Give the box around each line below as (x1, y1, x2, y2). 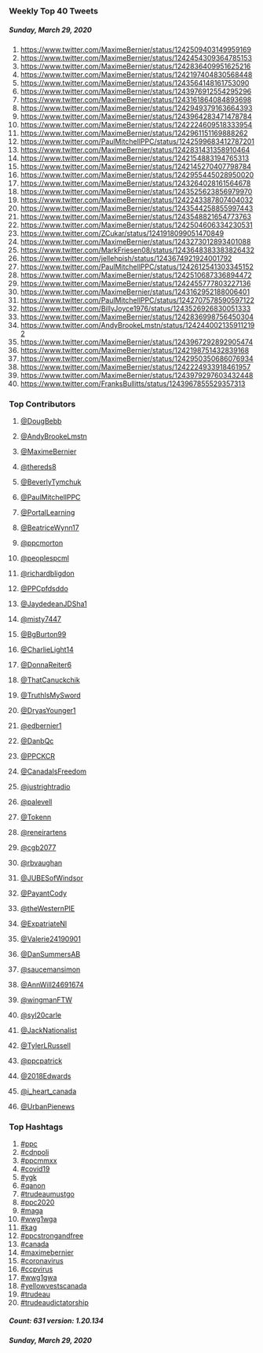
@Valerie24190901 (20, 934, 82, 944)
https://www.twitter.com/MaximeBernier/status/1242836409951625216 (20, 61, 251, 71)
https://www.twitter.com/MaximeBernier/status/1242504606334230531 (20, 220, 254, 230)
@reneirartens (20, 828, 68, 837)
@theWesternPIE (20, 904, 75, 914)
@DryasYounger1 (20, 706, 77, 715)
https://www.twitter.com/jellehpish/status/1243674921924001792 (20, 253, 232, 263)
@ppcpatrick (20, 1056, 63, 1066)
